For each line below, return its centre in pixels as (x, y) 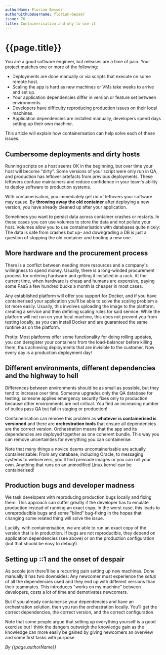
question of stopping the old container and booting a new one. (69, 238)
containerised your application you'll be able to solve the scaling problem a (82, 301)
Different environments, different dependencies (80, 368)
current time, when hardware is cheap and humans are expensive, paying (80, 281)
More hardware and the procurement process (77, 253)
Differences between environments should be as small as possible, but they (82, 388)
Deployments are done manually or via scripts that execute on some (82, 77)
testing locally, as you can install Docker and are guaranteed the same (77, 322)
